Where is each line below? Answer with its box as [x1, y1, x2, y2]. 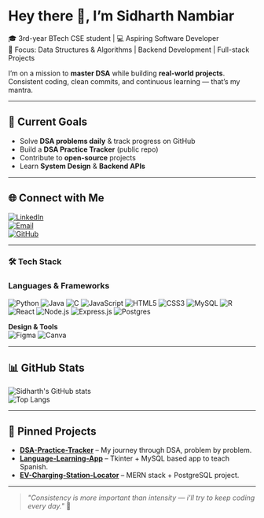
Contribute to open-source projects [19, 152, 136, 162]
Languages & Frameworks [8, 281, 110, 292]
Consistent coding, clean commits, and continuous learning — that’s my [8, 76, 240, 86]
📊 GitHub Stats [8, 362, 85, 375]
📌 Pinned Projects [8, 424, 97, 438]
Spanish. [19, 462, 49, 472]
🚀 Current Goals [8, 116, 88, 129]
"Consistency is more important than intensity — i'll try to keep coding [27, 493, 255, 502]
